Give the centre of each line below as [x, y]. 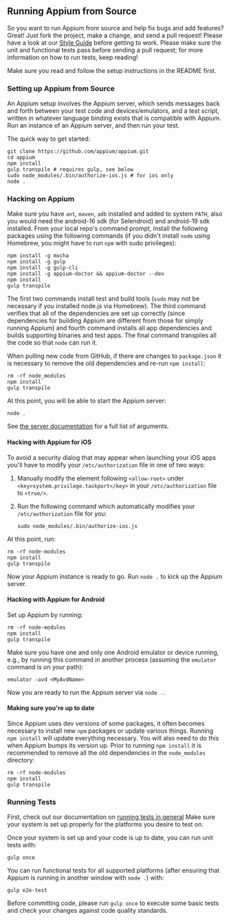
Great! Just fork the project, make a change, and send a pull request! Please [115, 35]
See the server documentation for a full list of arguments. [88, 426]
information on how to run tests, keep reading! [73, 57]
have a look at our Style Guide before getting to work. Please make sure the [114, 42]
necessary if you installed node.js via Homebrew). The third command [107, 306]
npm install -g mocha [38, 256]
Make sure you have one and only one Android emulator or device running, [113, 652]
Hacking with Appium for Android [56, 600]
